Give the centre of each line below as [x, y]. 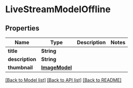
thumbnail [20, 67]
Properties [22, 28]
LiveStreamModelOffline [58, 9]
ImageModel [56, 67]
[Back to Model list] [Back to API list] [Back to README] [63, 80]
